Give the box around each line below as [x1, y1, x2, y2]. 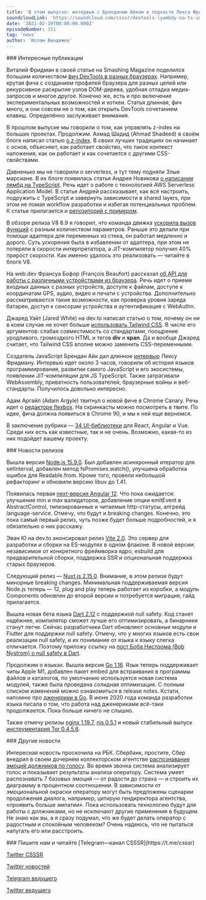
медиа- [171, 86, 191, 93]
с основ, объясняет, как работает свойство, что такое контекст [6, 143, 173, 150]
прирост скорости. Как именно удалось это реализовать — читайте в [6, 252, 190, 259]
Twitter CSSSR [6, 851, 44, 858]
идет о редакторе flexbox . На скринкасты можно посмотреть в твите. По [6, 403, 198, 411]
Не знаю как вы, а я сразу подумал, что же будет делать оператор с [6, 814, 186, 822]
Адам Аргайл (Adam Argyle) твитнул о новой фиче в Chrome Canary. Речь [6, 397, 199, 404]
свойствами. [6, 156, 40, 163]
